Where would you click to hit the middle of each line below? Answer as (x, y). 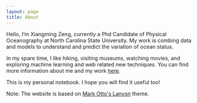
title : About (22, 17)
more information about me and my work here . (63, 70)
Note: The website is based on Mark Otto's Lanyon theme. (78, 94)
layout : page (22, 12)
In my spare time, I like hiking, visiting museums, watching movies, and (93, 58)
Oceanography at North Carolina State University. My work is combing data (99, 40)
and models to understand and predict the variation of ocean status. (90, 46)
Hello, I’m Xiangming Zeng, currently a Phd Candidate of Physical (87, 34)
